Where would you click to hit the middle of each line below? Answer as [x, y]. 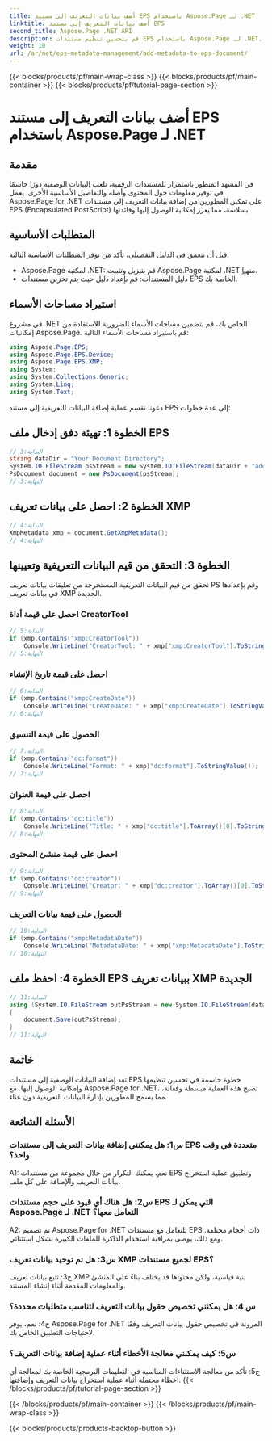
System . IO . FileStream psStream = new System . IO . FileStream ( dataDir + [129, 466]
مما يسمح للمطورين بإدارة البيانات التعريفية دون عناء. [88, 1096]
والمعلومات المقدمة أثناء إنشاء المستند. [67, 1286]
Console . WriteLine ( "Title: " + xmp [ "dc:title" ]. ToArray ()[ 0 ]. [130, 826]
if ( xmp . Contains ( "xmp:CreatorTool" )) [74, 639]
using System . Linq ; [42, 384]
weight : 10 [27, 46]
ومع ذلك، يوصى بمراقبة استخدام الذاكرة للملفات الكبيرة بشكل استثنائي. [116, 1238]
